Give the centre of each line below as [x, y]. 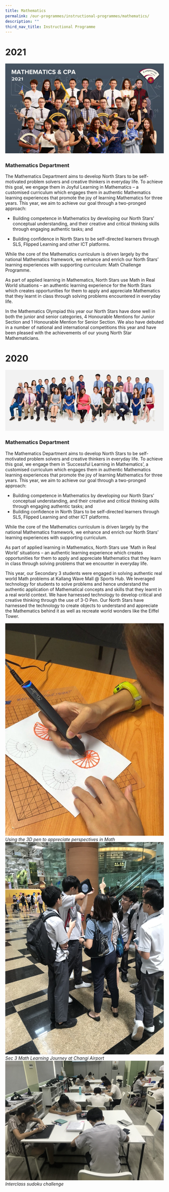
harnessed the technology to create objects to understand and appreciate [82, 605]
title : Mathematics [26, 11]
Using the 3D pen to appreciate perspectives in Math [60, 839]
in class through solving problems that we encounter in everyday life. [77, 563]
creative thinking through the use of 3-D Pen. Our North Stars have [75, 600]
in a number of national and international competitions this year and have [81, 327]
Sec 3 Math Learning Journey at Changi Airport [55, 1058]
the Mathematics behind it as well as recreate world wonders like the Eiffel [82, 611]
